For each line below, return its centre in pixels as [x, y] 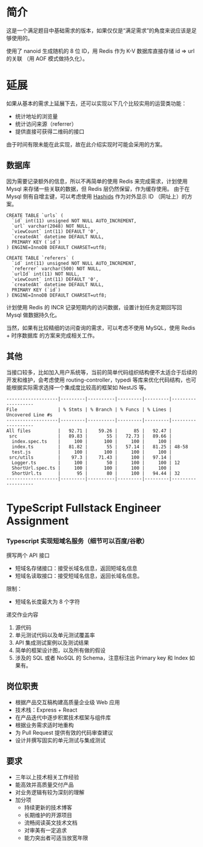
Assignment [38, 521]
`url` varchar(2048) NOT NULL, [51, 226]
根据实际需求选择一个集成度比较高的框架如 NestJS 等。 [80, 387]
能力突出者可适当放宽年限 [56, 838]
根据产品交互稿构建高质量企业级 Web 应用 [67, 702]
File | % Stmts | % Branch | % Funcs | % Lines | [89, 410]
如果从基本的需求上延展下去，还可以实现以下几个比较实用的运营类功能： [96, 103]
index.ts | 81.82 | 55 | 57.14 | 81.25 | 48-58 [100, 447]
